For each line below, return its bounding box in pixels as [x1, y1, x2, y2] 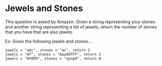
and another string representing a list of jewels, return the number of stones [5, 24, 157, 29]
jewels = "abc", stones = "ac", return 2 [5, 48, 90, 53]
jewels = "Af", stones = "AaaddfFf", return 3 [5, 52, 101, 57]
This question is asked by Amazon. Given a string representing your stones [5, 19, 156, 25]
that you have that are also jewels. [5, 29, 73, 35]
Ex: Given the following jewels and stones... [5, 38, 92, 44]
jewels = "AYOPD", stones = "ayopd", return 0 [5, 56, 101, 61]
